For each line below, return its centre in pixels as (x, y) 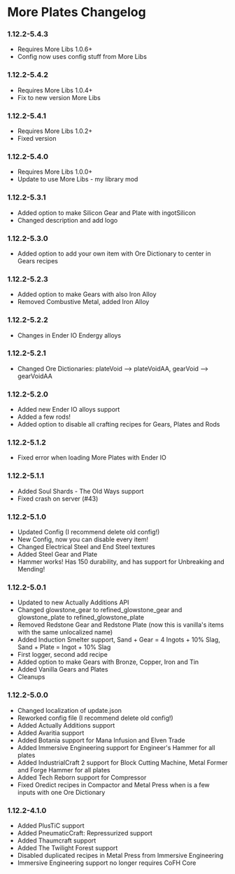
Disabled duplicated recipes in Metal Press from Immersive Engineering (120, 855)
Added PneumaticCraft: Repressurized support (85, 833)
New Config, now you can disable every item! (83, 539)
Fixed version (37, 139)
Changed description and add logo (67, 220)
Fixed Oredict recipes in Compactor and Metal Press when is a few (113, 784)
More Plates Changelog (77, 12)
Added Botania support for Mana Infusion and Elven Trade (101, 740)
